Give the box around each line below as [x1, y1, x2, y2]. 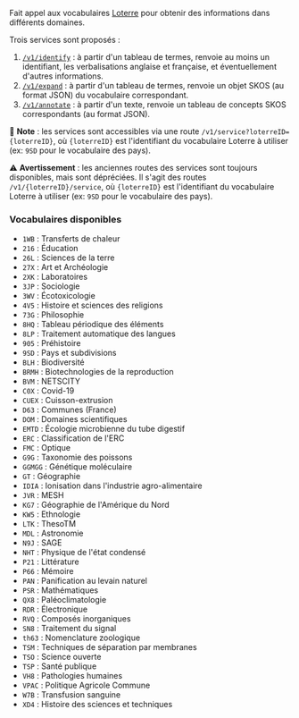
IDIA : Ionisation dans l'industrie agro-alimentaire [21, 480, 203, 491]
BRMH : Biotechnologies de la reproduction [21, 367, 174, 377]
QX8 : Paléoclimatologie [21, 595, 107, 605]
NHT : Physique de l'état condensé [21, 547, 146, 558]
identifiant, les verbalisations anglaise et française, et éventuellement [21, 62, 277, 72]
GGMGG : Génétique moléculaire [21, 461, 132, 472]
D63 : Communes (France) [21, 404, 118, 415]
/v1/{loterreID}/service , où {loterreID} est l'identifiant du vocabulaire [9, 182, 275, 191]
